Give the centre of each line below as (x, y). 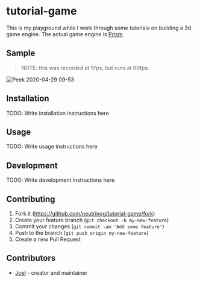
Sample (21, 53)
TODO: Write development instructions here (61, 180)
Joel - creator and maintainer (51, 272)
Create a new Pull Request (48, 239)
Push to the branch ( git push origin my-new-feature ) (82, 233)
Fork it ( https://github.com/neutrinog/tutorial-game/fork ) (85, 213)
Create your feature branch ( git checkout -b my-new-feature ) (92, 220)
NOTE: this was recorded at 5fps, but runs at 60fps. (85, 68)
